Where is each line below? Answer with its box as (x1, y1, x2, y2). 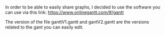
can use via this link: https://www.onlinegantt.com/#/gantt (5, 9, 124, 15)
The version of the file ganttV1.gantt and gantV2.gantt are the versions (5, 19, 149, 25)
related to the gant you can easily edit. (5, 24, 83, 30)
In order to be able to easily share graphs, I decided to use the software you (5, 4, 161, 10)
